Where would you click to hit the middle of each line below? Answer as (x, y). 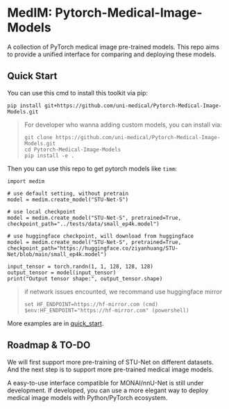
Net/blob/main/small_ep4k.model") (57, 254)
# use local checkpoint (42, 211)
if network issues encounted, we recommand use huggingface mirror (123, 291)
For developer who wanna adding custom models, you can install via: (123, 125)
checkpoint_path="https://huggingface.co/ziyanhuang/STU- (93, 248)
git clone (39, 137)
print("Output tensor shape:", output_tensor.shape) (85, 279)
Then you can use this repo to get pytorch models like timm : (92, 168)
